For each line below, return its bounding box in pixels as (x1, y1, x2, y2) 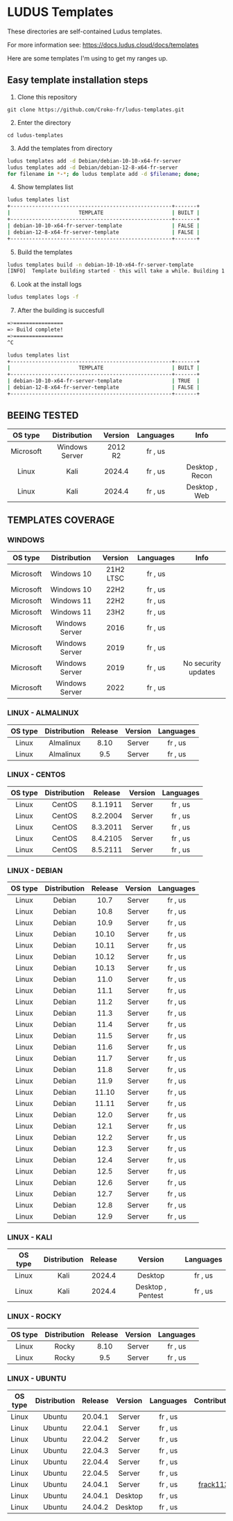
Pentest (138, 1291, 164, 1301)
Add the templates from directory (17, 144, 113, 152)
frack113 (198, 1480, 229, 1490)
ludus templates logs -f (7, 293, 79, 301)
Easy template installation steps (7, 74, 148, 86)
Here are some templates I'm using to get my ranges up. (7, 54, 168, 63)
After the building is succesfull (17, 307, 105, 315)
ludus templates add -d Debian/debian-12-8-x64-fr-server (7, 164, 178, 171)
